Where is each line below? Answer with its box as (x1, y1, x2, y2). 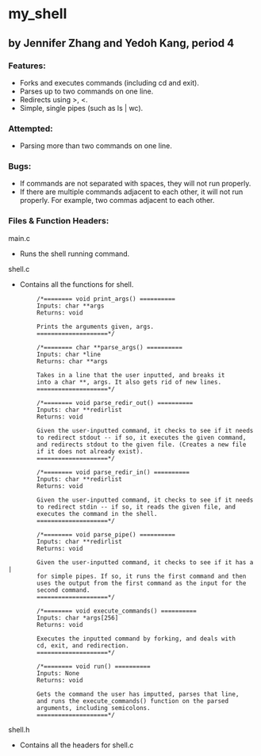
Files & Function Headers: (8, 216, 109, 227)
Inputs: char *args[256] (36, 613, 119, 622)
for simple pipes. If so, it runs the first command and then (36, 572, 247, 580)
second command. (36, 586, 90, 594)
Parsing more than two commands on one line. (19, 141, 173, 151)
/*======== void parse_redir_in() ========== (36, 468, 190, 476)
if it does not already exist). (36, 447, 144, 456)
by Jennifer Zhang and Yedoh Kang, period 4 (8, 36, 235, 50)
